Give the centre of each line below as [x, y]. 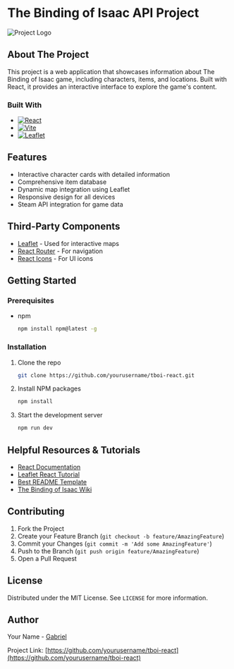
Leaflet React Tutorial [48, 474]
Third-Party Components [64, 227]
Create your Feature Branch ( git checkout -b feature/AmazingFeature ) [121, 536]
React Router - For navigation [60, 251]
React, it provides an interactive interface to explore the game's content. [112, 87]
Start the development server [60, 415]
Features [27, 158]
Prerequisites [31, 300]
